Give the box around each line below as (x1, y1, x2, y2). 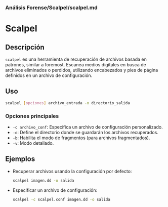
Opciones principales (5, 112, 59, 119)
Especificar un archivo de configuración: (12, 187, 98, 193)
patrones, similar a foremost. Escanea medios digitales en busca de (5, 61, 146, 67)
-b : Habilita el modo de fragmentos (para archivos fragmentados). (12, 135, 150, 141)
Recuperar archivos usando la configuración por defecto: (12, 168, 132, 174)
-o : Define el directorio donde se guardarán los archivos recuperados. (12, 129, 158, 135)
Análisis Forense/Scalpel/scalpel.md (5, 4, 98, 11)
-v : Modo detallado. (12, 140, 54, 146)
